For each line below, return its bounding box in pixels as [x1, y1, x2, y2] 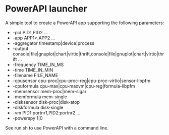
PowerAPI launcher [5, 3, 87, 15]
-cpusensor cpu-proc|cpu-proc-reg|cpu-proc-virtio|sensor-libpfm [12, 78, 150, 84]
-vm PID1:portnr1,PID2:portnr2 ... [12, 109, 81, 116]
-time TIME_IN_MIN [12, 66, 53, 73]
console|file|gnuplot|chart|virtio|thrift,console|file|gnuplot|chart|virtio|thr [12, 51, 164, 57]
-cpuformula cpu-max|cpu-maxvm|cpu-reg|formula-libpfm [12, 83, 135, 89]
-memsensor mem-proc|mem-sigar [12, 88, 87, 94]
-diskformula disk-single [12, 104, 64, 110]
